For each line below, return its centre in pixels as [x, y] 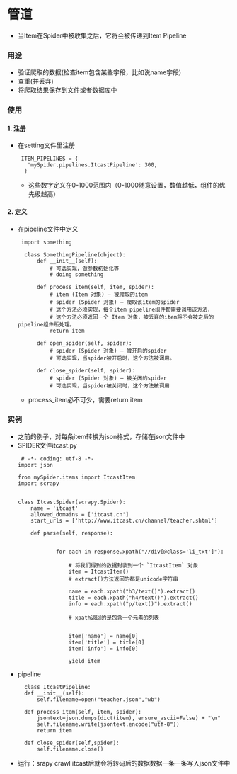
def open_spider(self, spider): [84, 343]
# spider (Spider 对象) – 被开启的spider [108, 351]
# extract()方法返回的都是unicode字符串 [123, 579]
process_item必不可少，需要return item [85, 399]
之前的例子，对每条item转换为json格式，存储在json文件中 [101, 436]
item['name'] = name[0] [103, 636]
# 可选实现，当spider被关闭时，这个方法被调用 [109, 386]
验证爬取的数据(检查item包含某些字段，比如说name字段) [99, 72]
